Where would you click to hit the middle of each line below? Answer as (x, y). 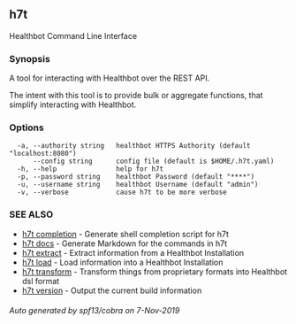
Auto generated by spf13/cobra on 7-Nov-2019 (95, 311)
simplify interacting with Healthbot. (73, 104)
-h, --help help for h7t (91, 169)
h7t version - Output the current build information (112, 290)
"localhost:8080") (43, 154)
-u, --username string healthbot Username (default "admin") (138, 185)
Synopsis (30, 58)
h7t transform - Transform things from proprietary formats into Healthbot (155, 271)
